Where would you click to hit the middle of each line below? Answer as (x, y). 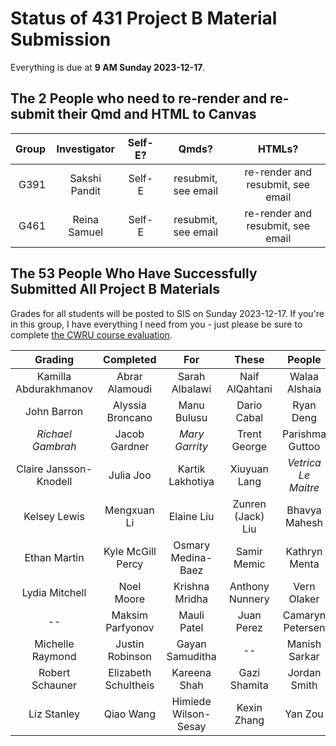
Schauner (54, 685)
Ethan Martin (54, 557)
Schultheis (129, 685)
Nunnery (249, 599)
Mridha (191, 599)
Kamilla (54, 376)
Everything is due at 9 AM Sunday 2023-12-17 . (108, 67)
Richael (54, 434)
